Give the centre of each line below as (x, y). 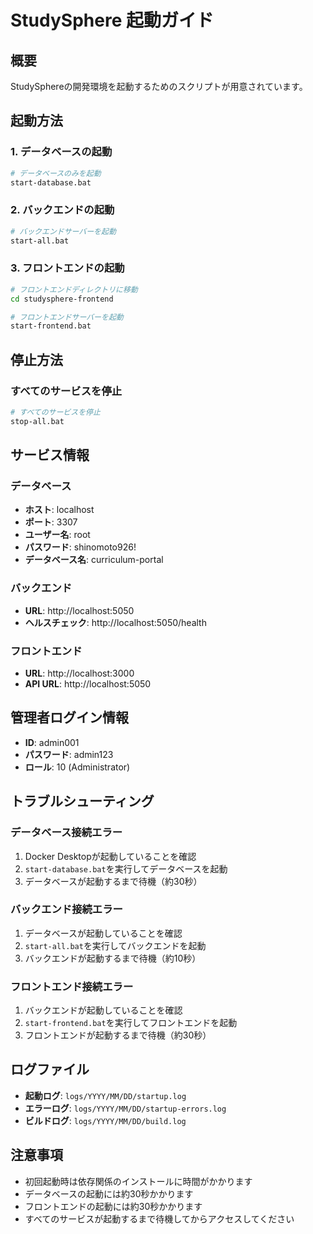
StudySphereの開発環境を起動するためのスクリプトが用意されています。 (159, 86)
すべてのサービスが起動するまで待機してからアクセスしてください (159, 1218)
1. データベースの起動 (61, 152)
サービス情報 (50, 455)
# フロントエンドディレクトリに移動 (74, 289)
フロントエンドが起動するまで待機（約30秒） (118, 1035)
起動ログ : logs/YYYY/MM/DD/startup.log (105, 1095)
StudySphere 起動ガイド (112, 20)
